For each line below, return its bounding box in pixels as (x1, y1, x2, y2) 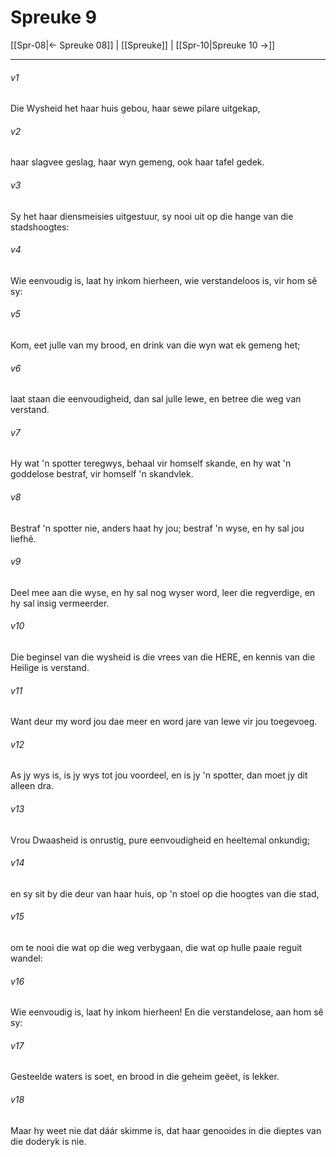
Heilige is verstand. (10, 661, 90, 673)
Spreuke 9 (10, 6, 97, 29)
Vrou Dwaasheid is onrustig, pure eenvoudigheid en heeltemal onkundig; (10, 834, 311, 846)
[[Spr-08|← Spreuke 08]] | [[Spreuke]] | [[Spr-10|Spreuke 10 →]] (10, 39, 276, 51)
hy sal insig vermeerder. (10, 597, 110, 609)
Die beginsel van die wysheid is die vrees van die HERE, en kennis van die (10, 651, 316, 663)
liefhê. (10, 532, 37, 545)
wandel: (10, 952, 43, 964)
